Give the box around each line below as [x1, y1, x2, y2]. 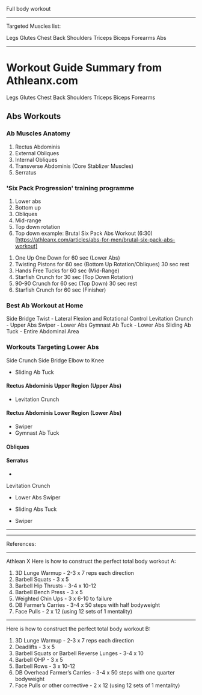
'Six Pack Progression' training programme [6, 184, 135, 192]
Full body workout [6, 5, 51, 12]
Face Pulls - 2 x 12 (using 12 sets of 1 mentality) [14, 607, 133, 615]
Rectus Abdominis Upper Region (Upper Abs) [6, 382, 122, 389]
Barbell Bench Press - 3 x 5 [14, 588, 83, 595]
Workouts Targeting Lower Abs [6, 343, 99, 351]
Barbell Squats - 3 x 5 [14, 575, 69, 583]
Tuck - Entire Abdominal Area [6, 328, 79, 335]
